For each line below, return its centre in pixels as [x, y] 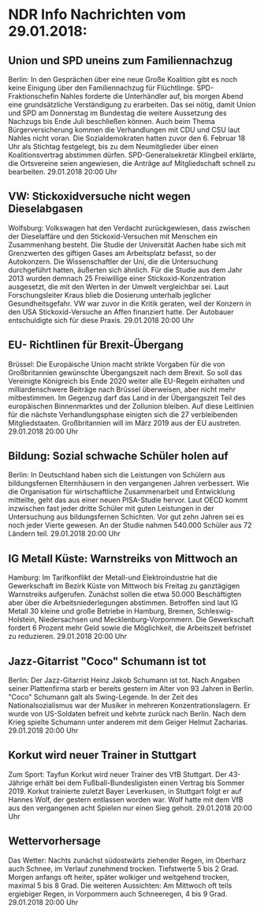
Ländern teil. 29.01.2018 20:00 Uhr [64, 534]
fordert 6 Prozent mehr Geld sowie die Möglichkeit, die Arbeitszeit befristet [130, 628]
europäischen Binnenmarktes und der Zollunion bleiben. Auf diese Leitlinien [131, 406]
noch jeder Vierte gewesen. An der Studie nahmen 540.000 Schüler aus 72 [130, 525]
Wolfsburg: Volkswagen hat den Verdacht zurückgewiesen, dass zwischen [129, 227]
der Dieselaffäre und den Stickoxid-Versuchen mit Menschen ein [113, 236]
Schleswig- [215, 611]
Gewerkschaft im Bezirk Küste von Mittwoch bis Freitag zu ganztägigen [124, 586]
